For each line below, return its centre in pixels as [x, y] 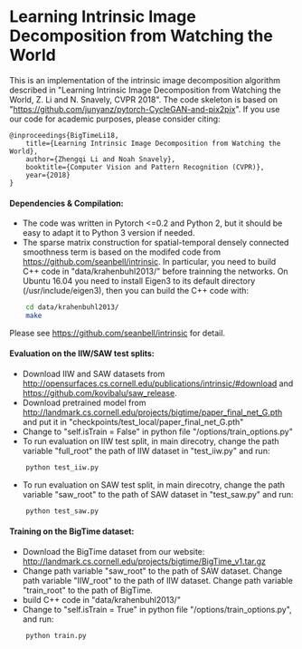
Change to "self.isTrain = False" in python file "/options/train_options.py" [158, 431]
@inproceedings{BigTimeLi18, [64, 135]
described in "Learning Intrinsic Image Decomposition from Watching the [146, 90]
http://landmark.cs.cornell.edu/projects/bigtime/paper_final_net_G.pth [152, 412]
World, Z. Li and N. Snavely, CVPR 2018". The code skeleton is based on [144, 99]
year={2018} [48, 175]
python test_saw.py [62, 511]
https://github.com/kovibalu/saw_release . [100, 393]
